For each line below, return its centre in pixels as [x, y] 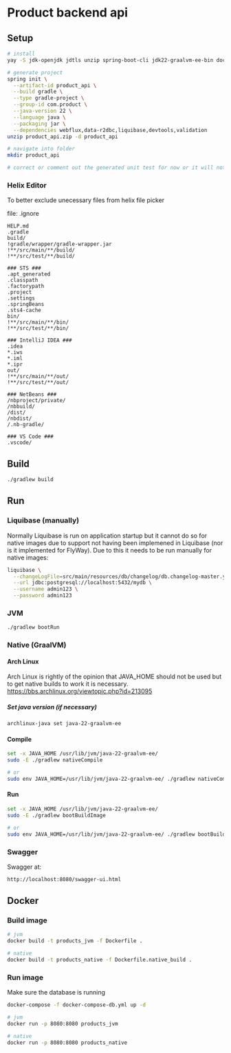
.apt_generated [29, 274]
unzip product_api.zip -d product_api [63, 136]
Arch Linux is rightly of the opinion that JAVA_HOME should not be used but [114, 677]
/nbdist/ [20, 419]
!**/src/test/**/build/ [41, 256]
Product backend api [68, 13]
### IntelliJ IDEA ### [40, 341]
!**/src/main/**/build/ [41, 250]
